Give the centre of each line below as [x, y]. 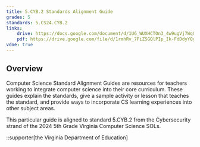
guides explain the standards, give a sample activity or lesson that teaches [98, 95]
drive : [25, 34]
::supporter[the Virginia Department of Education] [67, 138]
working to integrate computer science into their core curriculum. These [95, 89]
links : [14, 28]
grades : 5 [18, 17]
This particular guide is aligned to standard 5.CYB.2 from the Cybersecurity [99, 120]
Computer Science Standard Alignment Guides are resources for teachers [97, 83]
